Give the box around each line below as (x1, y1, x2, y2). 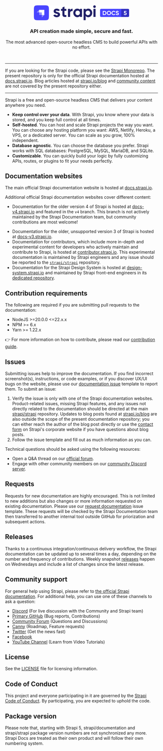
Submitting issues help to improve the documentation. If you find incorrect (5, 371, 154, 376)
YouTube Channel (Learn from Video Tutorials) (12, 639, 105, 645)
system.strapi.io (12, 270, 45, 276)
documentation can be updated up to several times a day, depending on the (5, 551, 157, 557)
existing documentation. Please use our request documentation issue (5, 503, 144, 509)
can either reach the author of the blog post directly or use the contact (12, 421, 154, 427)
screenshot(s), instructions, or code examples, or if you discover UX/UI (5, 376, 147, 382)
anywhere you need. (5, 102, 46, 108)
